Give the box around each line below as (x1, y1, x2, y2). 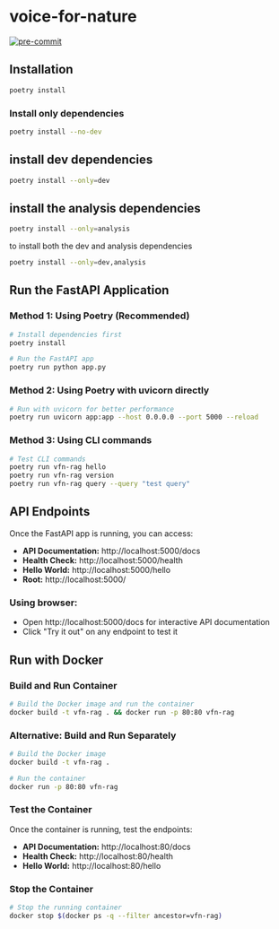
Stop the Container (9, 882, 94, 895)
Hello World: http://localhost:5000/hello (22, 564, 171, 575)
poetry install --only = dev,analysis (9, 258, 146, 267)
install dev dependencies (9, 152, 153, 168)
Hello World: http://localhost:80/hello (22, 860, 161, 871)
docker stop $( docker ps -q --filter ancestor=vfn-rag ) (9, 911, 222, 920)
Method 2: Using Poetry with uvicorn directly (9, 384, 210, 396)
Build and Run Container (9, 679, 118, 691)
